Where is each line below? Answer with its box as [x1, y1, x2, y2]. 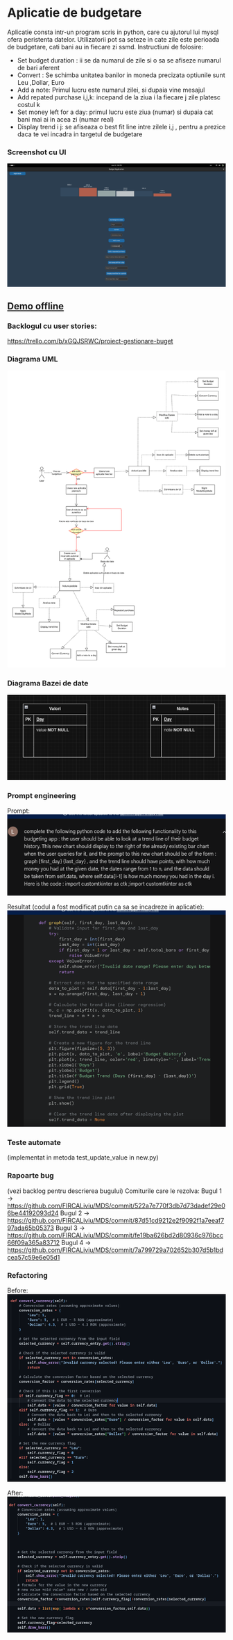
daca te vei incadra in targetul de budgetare [17, 130, 143, 138]
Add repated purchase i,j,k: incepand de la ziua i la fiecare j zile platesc [17, 92, 221, 102]
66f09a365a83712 [7, 1238, 60, 1247]
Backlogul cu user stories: [7, 321, 97, 331]
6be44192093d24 [7, 1208, 59, 1217]
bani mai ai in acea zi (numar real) [17, 115, 114, 123]
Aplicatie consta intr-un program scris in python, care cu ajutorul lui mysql [7, 28, 219, 36]
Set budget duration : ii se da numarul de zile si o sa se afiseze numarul [17, 56, 221, 64]
